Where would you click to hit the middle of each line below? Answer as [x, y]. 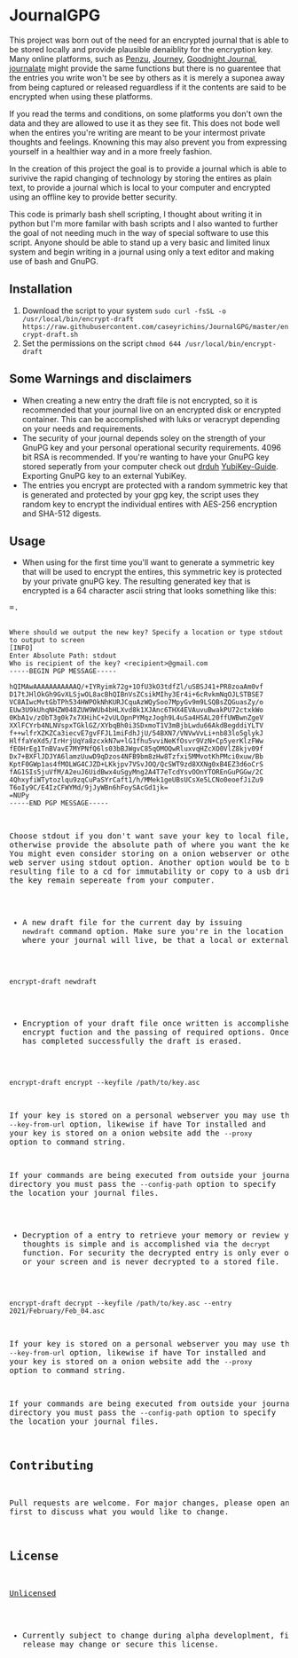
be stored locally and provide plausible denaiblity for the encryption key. [141, 49]
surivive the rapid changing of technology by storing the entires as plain [141, 177]
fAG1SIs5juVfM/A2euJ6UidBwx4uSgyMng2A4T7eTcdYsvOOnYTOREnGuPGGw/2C [137, 773]
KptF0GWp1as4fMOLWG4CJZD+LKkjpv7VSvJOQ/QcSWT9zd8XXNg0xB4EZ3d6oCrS [137, 765]
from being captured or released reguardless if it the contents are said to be [148, 87]
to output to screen [47, 640]
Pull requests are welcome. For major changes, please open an [149, 1503]
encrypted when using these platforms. [81, 96]
